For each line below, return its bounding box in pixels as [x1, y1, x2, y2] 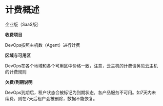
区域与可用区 [5, 52, 31, 58]
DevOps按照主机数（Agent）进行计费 [5, 42, 81, 48]
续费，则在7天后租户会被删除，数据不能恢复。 [5, 95, 98, 101]
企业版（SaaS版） [5, 21, 41, 27]
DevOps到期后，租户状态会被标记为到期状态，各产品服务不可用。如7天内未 [5, 89, 156, 95]
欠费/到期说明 [5, 79, 33, 85]
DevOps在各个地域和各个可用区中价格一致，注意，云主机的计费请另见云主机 [5, 63, 158, 69]
